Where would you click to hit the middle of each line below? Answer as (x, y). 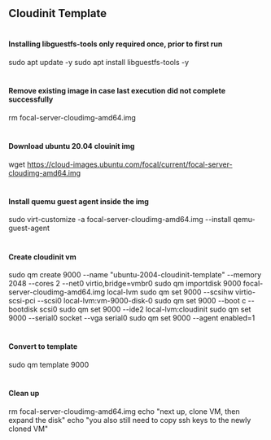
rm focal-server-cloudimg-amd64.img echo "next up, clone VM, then (124, 411)
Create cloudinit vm (43, 257)
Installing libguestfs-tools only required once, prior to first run (116, 44)
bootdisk (23, 309)
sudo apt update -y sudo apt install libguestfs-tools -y (99, 62)
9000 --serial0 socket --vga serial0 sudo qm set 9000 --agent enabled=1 (132, 318)
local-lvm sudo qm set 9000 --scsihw (170, 292)
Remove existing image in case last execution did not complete (117, 91)
